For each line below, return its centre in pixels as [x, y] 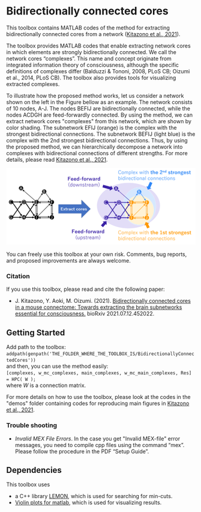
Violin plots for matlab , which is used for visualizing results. [88, 502]
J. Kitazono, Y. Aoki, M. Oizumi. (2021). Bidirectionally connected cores [103, 301]
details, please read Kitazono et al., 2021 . [57, 159]
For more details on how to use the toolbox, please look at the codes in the [98, 397]
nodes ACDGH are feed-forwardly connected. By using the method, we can [100, 115]
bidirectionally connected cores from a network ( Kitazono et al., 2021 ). [93, 34]
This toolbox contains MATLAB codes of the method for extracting [88, 28]
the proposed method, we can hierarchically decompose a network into [94, 147]
